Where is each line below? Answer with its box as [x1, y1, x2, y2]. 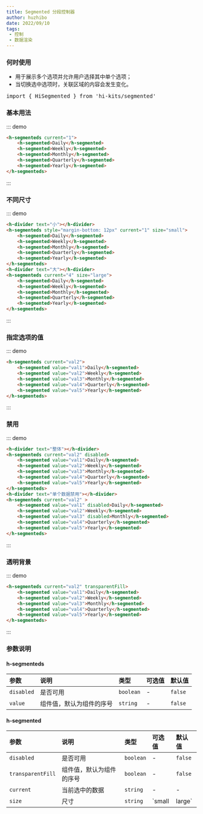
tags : [6, 25, 20, 32]
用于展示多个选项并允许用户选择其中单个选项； [14, 73, 132, 81]
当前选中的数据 [61, 786, 105, 795]
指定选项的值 [6, 333, 44, 341]
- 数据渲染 [8, 37, 33, 43]
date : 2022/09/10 [6, 20, 50, 26]
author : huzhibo [6, 15, 47, 21]
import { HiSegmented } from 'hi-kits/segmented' [6, 93, 156, 100]
